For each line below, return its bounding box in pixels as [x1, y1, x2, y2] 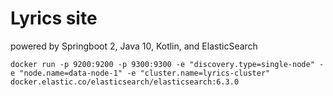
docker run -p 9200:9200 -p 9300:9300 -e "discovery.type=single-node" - [10, 59, 325, 69]
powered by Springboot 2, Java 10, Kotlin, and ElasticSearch [10, 40, 258, 52]
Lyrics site [10, 7, 98, 30]
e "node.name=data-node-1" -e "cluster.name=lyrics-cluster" [10, 68, 271, 78]
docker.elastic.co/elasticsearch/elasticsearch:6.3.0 [10, 77, 240, 87]
